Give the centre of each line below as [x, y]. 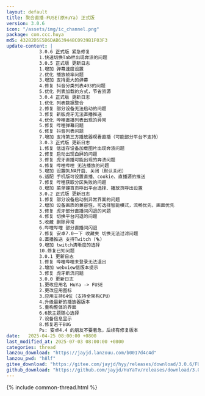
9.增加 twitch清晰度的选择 [70, 245]
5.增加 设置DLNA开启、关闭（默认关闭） [83, 171]
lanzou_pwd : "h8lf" [31, 359]
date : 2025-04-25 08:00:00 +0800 [52, 336]
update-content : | [30, 46]
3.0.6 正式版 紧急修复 [64, 52]
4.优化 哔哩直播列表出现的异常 [73, 120]
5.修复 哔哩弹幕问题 [61, 126]
